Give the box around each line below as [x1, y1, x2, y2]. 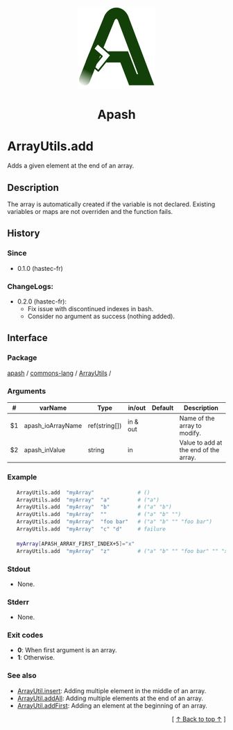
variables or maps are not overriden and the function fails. [7, 207, 173, 215]
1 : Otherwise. [17, 654, 55, 662]
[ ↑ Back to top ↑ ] [171, 715, 226, 723]
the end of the [179, 445, 220, 454]
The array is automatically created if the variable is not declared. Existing [7, 200, 216, 208]
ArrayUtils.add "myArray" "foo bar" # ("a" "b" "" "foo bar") [16, 518, 213, 526]
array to [179, 421, 202, 429]
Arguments [7, 386, 46, 396]
